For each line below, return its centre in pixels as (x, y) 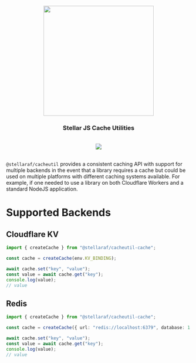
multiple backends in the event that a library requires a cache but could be (96, 170)
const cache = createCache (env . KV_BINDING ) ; (61, 259)
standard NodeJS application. (42, 189)
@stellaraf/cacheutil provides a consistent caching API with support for (94, 164)
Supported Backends (59, 213)
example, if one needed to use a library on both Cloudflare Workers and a (95, 183)
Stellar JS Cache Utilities (99, 128)
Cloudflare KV (32, 234)
